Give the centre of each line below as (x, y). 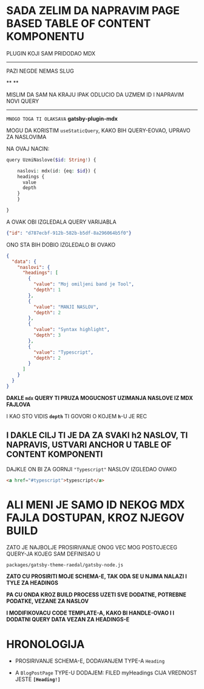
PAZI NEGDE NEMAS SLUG (40, 71)
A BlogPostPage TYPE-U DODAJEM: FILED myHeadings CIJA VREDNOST (106, 673)
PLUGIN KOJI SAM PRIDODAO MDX (51, 53)
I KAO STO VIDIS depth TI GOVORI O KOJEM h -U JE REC (77, 416)
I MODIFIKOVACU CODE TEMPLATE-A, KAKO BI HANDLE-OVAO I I (90, 613)
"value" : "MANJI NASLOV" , (66, 307)
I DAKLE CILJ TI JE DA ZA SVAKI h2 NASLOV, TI (97, 436)
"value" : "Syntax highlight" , (72, 330)
